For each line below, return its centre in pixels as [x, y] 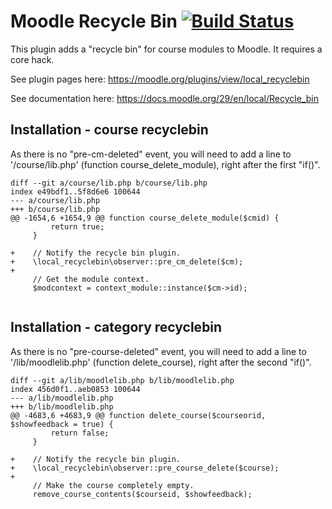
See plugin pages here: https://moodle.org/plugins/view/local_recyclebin [160, 79]
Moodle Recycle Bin [94, 21]
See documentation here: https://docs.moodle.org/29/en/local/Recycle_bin [164, 98]
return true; [77, 226]
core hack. [32, 59]
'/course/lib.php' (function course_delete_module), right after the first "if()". [165, 164]
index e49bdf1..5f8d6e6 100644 [75, 191]
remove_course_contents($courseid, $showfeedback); [142, 494]
